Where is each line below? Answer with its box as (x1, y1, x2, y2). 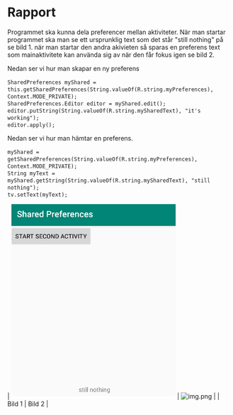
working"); (7, 114, 40, 122)
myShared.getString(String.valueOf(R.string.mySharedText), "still (7, 177, 211, 184)
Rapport (7, 4, 57, 21)
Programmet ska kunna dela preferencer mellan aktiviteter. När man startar (7, 28, 226, 36)
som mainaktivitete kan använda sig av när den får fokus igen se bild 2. (7, 50, 215, 59)
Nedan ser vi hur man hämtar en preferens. (7, 134, 133, 142)
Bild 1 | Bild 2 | (7, 399, 49, 408)
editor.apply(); (7, 122, 55, 129)
